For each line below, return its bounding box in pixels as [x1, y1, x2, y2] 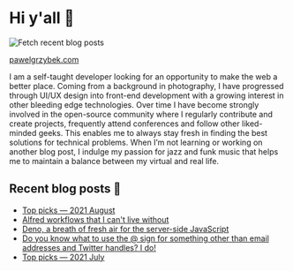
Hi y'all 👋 [9, 8, 75, 28]
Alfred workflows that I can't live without [21, 214, 169, 224]
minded [9, 127, 37, 138]
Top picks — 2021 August [21, 205, 116, 215]
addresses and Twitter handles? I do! [21, 242, 157, 252]
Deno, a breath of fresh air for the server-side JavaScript [21, 223, 229, 234]
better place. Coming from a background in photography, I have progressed [9, 80, 284, 91]
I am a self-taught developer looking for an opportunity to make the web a [9, 71, 278, 82]
